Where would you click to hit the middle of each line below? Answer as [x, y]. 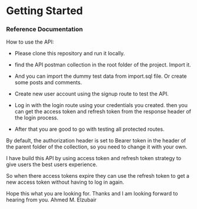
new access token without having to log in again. [65, 182]
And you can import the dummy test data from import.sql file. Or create [101, 76]
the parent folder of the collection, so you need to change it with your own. [97, 147]
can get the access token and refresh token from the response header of [103, 112]
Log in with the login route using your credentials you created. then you [101, 105]
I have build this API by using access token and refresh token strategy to [94, 158]
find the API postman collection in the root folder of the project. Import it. [103, 65]
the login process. [36, 118]
